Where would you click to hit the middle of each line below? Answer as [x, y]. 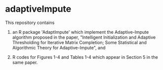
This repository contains [30, 23]
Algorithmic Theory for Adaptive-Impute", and [59, 47]
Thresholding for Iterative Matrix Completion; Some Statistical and [80, 42]
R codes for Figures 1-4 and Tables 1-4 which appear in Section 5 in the [85, 57]
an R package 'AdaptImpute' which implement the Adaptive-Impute [81, 32]
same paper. [25, 62]
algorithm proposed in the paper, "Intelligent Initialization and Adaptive [84, 37]
